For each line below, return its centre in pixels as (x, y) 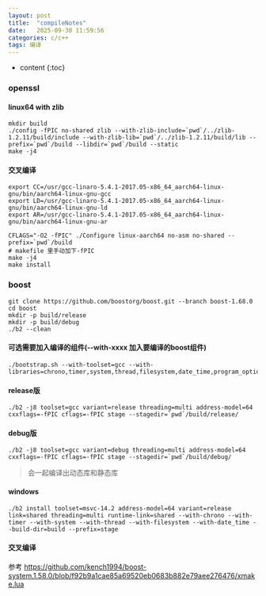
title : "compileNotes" (47, 23)
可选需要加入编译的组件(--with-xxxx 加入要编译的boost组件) (108, 348)
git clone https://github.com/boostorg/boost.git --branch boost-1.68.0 (131, 301)
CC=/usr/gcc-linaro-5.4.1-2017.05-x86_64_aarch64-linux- (129, 187)
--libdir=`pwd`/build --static (127, 145)
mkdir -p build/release (47, 315)
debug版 (23, 433)
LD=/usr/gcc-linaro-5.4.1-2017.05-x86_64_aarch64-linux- (129, 201)
